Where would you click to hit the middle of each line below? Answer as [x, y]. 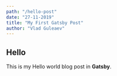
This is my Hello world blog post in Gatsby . [59, 66]
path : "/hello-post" [32, 12]
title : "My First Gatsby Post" [45, 23]
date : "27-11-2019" [30, 17]
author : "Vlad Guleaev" [36, 28]
